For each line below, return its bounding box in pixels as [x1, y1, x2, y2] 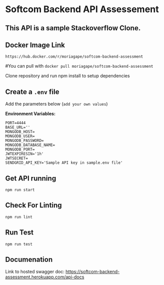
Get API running [5, 174, 57, 182]
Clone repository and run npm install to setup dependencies [5, 73, 130, 79]
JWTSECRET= [5, 156, 28, 161]
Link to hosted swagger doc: [5, 269, 65, 275]
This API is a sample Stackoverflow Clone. [5, 24, 141, 32]
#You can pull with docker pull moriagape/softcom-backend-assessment [5, 63, 153, 69]
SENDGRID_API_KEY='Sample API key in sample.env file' [5, 160, 123, 165]
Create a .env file [5, 87, 60, 96]
